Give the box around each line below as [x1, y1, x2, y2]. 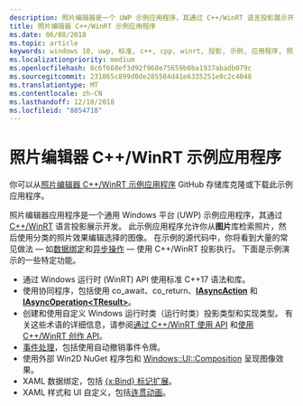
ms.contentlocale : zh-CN [9, 89, 103, 98]
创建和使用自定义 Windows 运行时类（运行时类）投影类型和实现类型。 [22, 308, 283, 319]
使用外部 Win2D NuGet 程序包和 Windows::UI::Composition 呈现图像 [22, 354, 277, 364]
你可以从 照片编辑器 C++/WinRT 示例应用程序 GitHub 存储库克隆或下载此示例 [9, 179, 293, 190]
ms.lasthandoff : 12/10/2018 [9, 97, 115, 107]
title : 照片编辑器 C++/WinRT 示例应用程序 [9, 22, 156, 31]
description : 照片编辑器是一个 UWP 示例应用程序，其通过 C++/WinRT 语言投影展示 [9, 13, 288, 23]
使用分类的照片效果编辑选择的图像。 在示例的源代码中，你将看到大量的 [16, 232, 280, 243]
